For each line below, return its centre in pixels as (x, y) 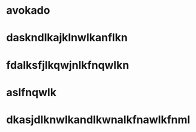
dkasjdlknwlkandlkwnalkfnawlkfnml (98, 119)
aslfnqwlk (31, 92)
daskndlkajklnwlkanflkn (67, 38)
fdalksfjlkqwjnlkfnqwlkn (68, 65)
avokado (28, 10)
